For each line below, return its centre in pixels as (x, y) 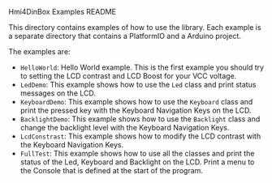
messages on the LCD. (58, 93)
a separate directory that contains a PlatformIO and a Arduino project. (125, 36)
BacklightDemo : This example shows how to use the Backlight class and (140, 119)
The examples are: (39, 51)
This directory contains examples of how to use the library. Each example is (135, 27)
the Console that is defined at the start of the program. (111, 170)
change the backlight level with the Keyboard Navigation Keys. (125, 128)
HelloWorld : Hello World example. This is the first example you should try (142, 67)
